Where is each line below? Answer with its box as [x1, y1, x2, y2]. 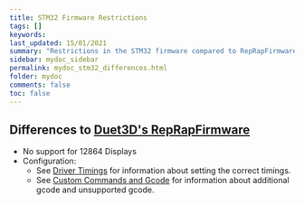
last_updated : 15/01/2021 [9, 38, 107, 48]
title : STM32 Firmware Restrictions [9, 13, 147, 23]
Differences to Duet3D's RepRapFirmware [9, 122, 251, 137]
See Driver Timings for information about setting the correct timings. [35, 165, 291, 176]
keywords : [9, 30, 47, 39]
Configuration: [22, 155, 77, 167]
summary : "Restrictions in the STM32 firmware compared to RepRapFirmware [9, 47, 298, 56]
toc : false [9, 88, 51, 97]
